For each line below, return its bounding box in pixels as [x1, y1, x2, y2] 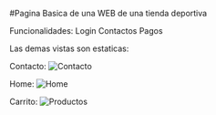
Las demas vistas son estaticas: [9, 43, 129, 54]
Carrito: [9, 96, 38, 107]
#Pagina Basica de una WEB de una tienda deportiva [9, 8, 208, 18]
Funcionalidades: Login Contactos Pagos [9, 26, 163, 36]
